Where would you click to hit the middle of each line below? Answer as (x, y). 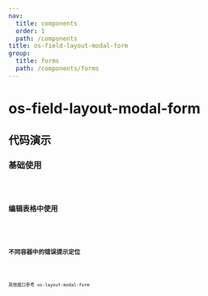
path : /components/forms (57, 69)
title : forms (38, 61)
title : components (47, 23)
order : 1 (30, 31)
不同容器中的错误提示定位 (45, 252)
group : (19, 53)
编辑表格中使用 (33, 209)
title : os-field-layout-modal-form (68, 46)
